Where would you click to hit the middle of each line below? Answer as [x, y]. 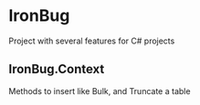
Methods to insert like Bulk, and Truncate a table [100, 91]
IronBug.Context [57, 69]
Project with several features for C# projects [92, 41]
